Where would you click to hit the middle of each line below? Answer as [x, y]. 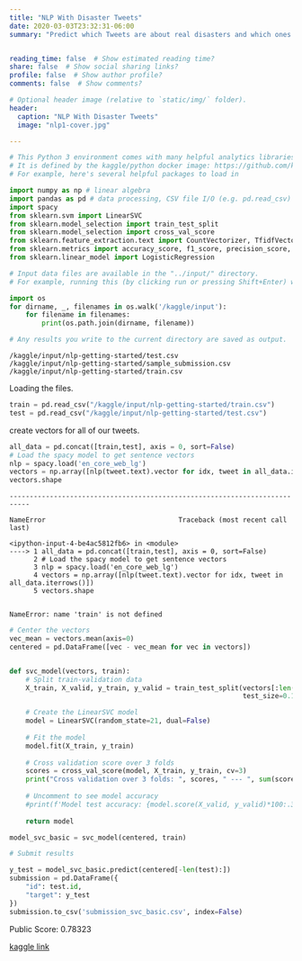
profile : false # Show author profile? [86, 76]
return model [50, 821]
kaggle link [29, 947]
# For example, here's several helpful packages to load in [124, 175]
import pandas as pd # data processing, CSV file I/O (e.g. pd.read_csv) [151, 199]
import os [28, 298]
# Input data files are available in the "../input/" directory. [134, 274]
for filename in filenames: [78, 315]
